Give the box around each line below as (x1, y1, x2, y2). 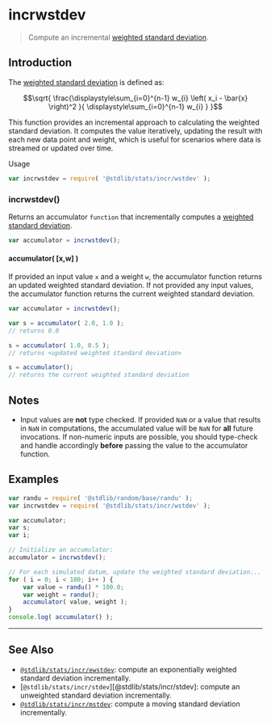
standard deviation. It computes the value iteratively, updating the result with (8, 125, 263, 135)
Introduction (8, 56, 73, 70)
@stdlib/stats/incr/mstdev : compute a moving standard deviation (19, 698, 240, 709)
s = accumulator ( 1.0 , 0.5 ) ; (8, 341, 110, 350)
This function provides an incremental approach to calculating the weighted (8, 117, 260, 127)
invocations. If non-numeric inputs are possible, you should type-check (19, 431, 258, 442)
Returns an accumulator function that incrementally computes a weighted (8, 212, 254, 222)
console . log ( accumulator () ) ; (8, 613, 114, 621)
